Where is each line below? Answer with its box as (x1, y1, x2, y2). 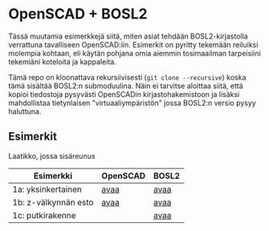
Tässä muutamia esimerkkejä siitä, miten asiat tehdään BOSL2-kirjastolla (8, 31, 248, 41)
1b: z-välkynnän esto (12, 197, 94, 208)
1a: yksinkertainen (12, 184, 83, 195)
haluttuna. (8, 106, 42, 116)
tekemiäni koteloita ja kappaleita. (8, 57, 116, 67)
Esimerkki (33, 170, 73, 181)
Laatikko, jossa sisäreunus (8, 151, 96, 160)
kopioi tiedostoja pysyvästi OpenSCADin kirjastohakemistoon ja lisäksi (8, 89, 240, 99)
